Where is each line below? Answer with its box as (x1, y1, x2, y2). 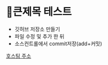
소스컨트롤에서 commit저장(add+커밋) (14, 40, 102, 47)
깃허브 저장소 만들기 (14, 26, 60, 32)
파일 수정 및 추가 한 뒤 (14, 32, 65, 39)
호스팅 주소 (6, 52, 32, 59)
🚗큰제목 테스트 (6, 5, 72, 19)
